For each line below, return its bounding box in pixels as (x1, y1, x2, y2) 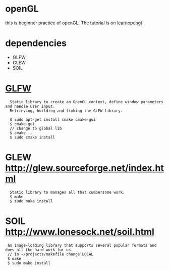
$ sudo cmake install (10, 134, 55, 140)
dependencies (5, 37, 67, 49)
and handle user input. (5, 104, 55, 109)
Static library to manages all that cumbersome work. (10, 190, 125, 195)
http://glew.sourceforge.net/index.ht (5, 162, 164, 173)
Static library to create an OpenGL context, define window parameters (10, 99, 164, 104)
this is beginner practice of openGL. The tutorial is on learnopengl (5, 20, 142, 26)
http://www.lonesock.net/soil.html (5, 226, 155, 238)
